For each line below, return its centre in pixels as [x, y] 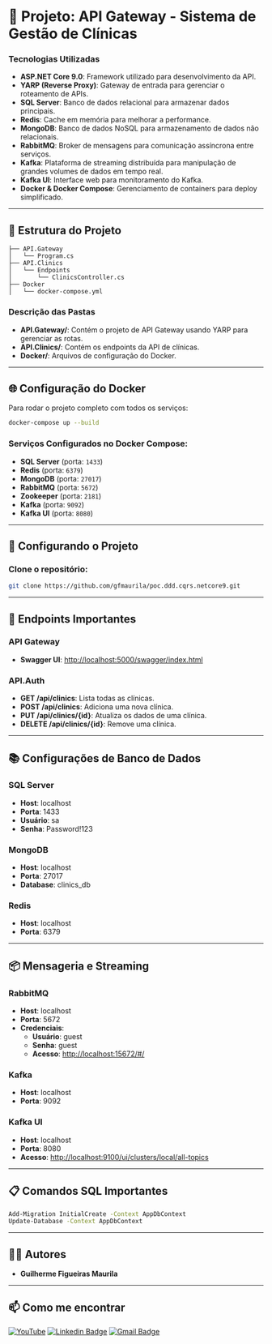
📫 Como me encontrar [67, 1308]
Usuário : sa [40, 820]
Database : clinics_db [55, 885]
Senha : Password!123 [56, 828]
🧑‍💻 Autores [37, 1254]
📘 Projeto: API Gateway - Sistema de [132, 17]
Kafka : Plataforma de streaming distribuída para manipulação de [128, 163]
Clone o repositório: [48, 569]
